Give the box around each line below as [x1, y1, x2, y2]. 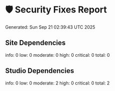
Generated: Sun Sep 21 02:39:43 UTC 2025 [5, 24, 95, 30]
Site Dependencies [5, 39, 66, 47]
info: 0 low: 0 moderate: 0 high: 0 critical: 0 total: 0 [5, 52, 110, 58]
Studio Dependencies [5, 66, 74, 75]
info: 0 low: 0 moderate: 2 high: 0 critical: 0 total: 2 [5, 80, 110, 86]
